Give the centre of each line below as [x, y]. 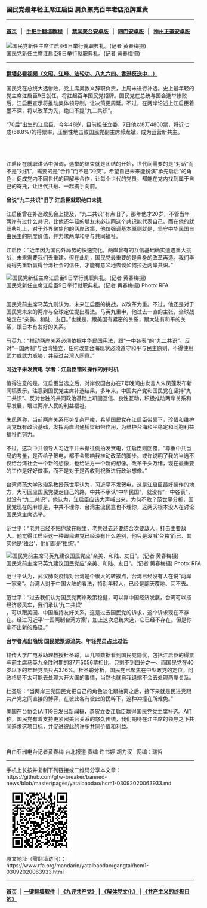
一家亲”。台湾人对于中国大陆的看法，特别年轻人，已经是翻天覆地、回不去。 [99, 583]
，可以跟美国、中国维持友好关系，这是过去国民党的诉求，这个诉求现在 [92, 612]
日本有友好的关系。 [45, 327]
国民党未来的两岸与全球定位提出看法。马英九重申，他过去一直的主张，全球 [98, 312]
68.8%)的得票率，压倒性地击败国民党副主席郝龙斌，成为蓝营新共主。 [98, 132]
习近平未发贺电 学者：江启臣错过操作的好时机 [62, 369]
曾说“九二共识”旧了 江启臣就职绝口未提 [54, 200]
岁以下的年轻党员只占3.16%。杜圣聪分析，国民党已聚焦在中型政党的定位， [97, 670]
